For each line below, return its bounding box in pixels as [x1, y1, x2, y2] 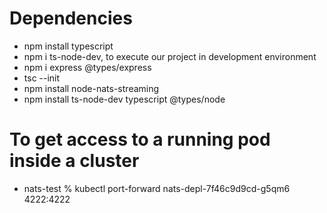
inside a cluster [9, 150, 140, 172]
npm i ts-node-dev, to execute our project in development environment [23, 50, 317, 62]
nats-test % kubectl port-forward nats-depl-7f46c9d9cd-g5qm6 [23, 182, 291, 194]
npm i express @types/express [23, 61, 152, 73]
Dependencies [9, 7, 133, 30]
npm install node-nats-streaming [23, 82, 160, 94]
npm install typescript [23, 40, 114, 52]
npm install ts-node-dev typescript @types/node [23, 93, 226, 105]
